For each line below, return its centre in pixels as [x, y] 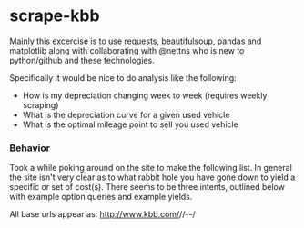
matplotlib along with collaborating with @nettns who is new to [127, 50]
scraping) [41, 104]
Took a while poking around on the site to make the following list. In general [151, 168]
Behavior [30, 148]
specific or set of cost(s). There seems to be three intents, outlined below [147, 187]
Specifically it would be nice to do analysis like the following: [123, 77]
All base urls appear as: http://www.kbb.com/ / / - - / [102, 214]
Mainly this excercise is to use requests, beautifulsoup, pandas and [136, 41]
